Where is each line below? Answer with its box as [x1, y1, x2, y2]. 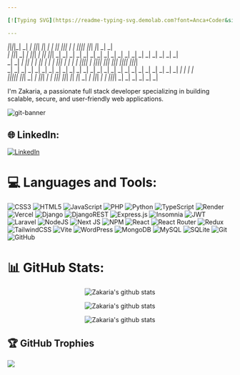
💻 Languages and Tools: [7, 174, 157, 190]
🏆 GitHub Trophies [7, 337, 95, 349]
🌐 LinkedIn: [7, 129, 59, 141]
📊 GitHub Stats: [7, 259, 105, 276]
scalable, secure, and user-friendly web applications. [7, 94, 164, 103]
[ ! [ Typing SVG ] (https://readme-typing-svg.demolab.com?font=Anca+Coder [7, 16, 225, 24]
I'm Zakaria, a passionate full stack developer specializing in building [7, 86, 210, 95]
